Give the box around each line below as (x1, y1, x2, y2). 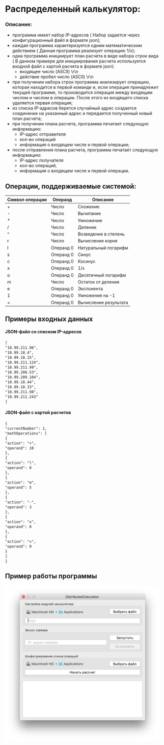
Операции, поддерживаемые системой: (5, 182, 137, 190)
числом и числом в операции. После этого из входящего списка (12, 95, 148, 101)
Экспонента (78, 286, 103, 292)
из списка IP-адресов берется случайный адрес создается (12, 105, 137, 111)
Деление (78, 224, 97, 230)
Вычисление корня (78, 238, 118, 244)
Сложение (78, 204, 100, 210)
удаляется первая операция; (12, 100, 73, 106)
